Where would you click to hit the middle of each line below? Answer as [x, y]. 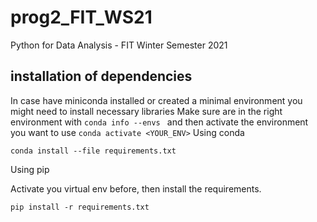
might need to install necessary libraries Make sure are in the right [146, 111]
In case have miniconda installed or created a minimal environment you [156, 100]
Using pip [30, 169]
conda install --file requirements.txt [93, 151]
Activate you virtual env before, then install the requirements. [136, 188]
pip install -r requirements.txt [80, 207]
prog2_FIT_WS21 [81, 17]
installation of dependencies [101, 76]
